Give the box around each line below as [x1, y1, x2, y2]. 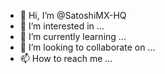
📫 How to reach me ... [19, 53, 113, 64]
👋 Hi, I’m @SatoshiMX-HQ [19, 10, 127, 21]
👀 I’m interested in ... [19, 20, 105, 32]
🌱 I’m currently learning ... [19, 31, 127, 42]
